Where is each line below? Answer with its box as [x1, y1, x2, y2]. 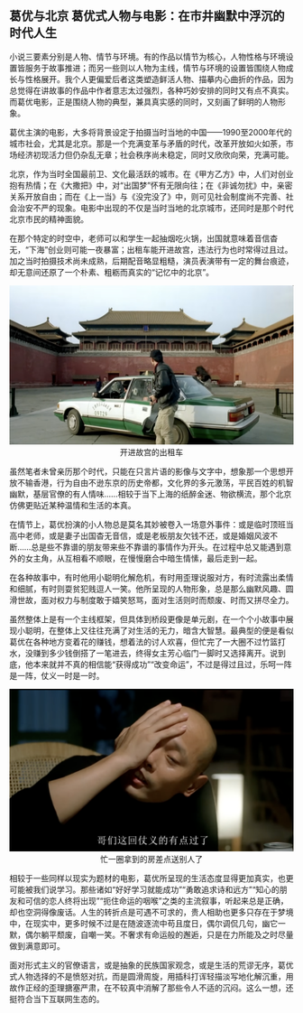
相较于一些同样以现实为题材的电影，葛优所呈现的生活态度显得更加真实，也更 [9, 872, 294, 883]
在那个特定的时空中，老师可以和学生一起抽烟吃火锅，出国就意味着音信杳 [9, 233, 278, 244]
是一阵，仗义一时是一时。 [9, 671, 105, 682]
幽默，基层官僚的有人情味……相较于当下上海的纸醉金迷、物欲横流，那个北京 [9, 488, 292, 499]
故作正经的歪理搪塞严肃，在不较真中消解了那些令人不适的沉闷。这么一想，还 [9, 982, 294, 993]
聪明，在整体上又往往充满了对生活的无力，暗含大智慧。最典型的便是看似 [24, 626, 294, 637]
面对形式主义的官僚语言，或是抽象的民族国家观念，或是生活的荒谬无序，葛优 [9, 960, 294, 971]
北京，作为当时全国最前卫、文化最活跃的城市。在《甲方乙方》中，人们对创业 [9, 168, 294, 179]
